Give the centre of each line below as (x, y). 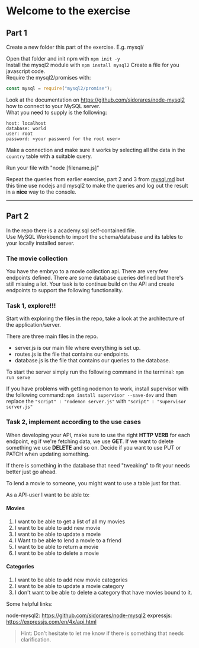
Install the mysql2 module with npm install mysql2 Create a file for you (93, 65)
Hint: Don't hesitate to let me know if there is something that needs (102, 633)
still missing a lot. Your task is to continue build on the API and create (90, 284)
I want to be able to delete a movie (57, 553)
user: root (20, 134)
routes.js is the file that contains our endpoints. (72, 354)
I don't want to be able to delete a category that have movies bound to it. (103, 592)
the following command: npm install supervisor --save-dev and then (92, 395)
